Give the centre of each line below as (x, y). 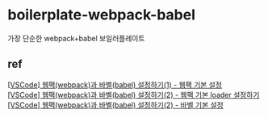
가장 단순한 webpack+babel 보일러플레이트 (76, 38)
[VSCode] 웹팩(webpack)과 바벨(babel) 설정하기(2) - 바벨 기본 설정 (115, 105)
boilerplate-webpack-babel (101, 15)
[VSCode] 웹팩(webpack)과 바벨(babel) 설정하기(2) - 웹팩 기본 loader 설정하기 (134, 95)
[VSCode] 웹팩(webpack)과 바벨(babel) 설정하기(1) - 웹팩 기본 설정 (115, 84)
